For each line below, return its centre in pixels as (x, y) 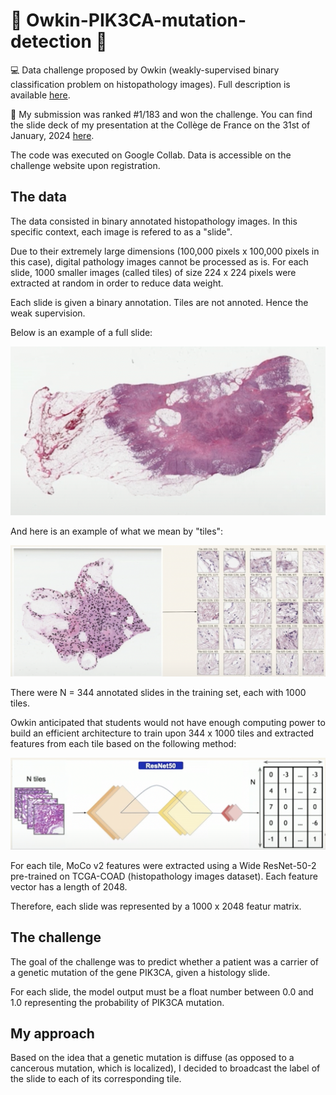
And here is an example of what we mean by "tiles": (117, 531)
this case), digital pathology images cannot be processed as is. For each (159, 261)
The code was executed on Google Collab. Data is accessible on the (151, 155)
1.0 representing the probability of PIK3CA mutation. (117, 1002)
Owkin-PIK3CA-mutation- (136, 20)
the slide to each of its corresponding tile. (96, 1079)
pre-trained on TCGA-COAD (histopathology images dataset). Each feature (164, 876)
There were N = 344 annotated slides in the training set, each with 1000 (158, 693)
